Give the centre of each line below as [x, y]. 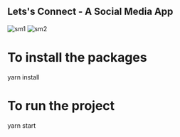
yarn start [22, 125]
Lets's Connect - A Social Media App [90, 12]
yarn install [23, 77]
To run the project [61, 105]
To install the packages [77, 57]
